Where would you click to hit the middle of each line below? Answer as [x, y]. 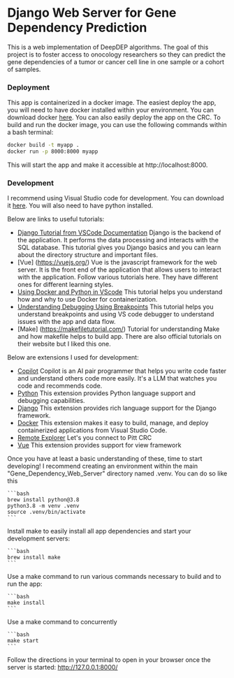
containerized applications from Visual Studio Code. [92, 430]
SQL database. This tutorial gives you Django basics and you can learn [119, 248]
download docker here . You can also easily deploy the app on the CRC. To [114, 117]
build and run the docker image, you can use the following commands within [117, 125]
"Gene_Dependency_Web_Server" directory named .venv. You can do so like [117, 473]
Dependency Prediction [77, 28]
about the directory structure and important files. [88, 255]
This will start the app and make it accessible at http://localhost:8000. [108, 165]
